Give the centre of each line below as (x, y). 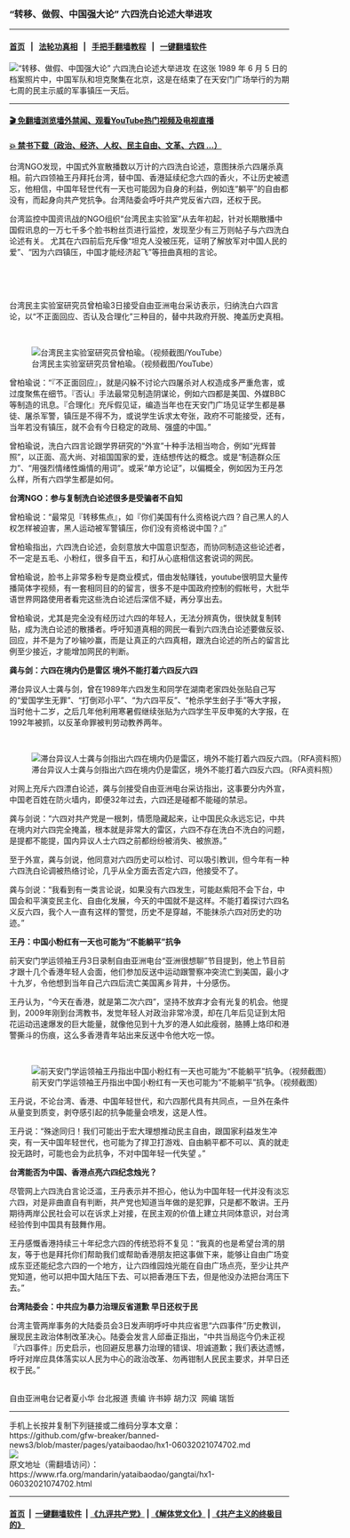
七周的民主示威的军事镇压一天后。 (72, 90)
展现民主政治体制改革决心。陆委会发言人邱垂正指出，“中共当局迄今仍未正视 (147, 1337)
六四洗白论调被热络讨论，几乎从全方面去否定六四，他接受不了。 (126, 871)
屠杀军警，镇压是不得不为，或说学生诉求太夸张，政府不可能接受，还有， (157, 416)
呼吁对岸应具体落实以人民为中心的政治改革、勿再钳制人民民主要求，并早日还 (149, 1359)
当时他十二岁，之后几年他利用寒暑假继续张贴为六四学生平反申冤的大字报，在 (149, 712)
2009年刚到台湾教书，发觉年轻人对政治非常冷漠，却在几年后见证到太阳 (155, 1013)
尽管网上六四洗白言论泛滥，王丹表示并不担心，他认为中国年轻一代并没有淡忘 (149, 1191)
